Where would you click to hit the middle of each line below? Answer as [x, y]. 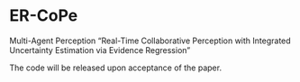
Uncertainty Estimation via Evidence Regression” [100, 50]
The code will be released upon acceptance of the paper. [116, 68]
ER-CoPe [44, 16]
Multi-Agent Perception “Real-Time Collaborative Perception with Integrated [150, 41]
